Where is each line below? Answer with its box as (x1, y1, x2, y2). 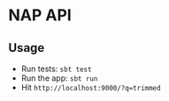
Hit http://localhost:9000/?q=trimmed (20, 83, 161, 92)
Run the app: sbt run (20, 73, 98, 83)
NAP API (8, 5, 72, 25)
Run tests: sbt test (20, 63, 92, 74)
